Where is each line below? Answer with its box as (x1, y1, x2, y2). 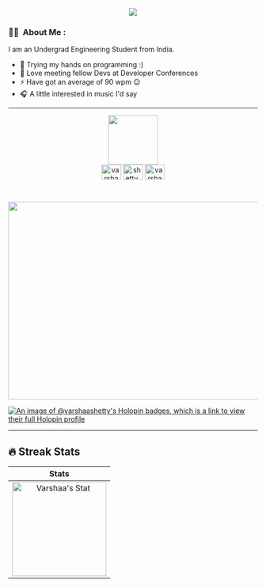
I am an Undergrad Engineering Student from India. (8, 44, 175, 55)
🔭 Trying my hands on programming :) (19, 60, 144, 70)
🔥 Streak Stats (8, 445, 81, 458)
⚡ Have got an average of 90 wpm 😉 (19, 78, 141, 87)
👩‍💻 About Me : (8, 26, 66, 37)
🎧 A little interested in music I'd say (19, 89, 138, 99)
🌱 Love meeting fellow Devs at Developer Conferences (19, 68, 199, 78)
